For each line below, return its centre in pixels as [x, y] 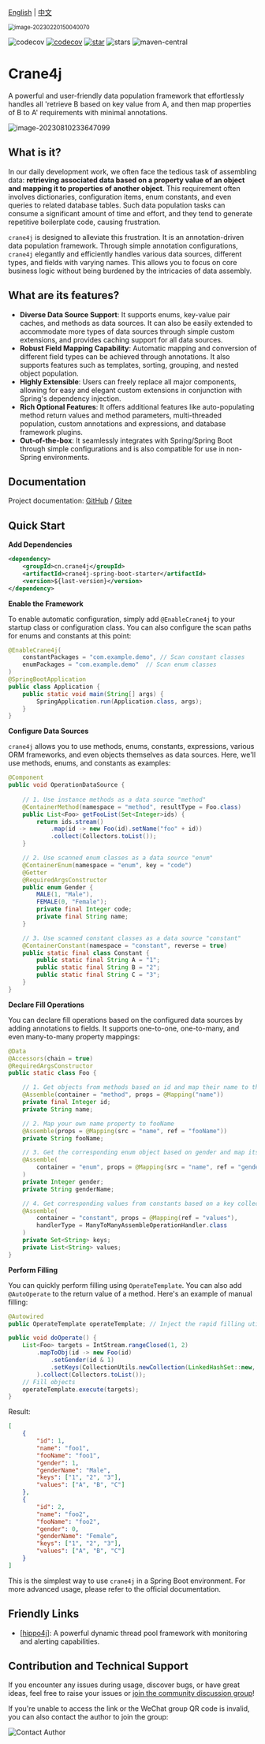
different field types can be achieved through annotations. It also [125, 356]
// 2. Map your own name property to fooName [99, 1124]
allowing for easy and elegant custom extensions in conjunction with [131, 390]
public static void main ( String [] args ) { [93, 694]
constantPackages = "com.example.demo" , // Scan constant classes [134, 657]
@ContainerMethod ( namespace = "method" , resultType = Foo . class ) [132, 807]
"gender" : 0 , [58, 1529]
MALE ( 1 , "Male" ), [65, 895]
